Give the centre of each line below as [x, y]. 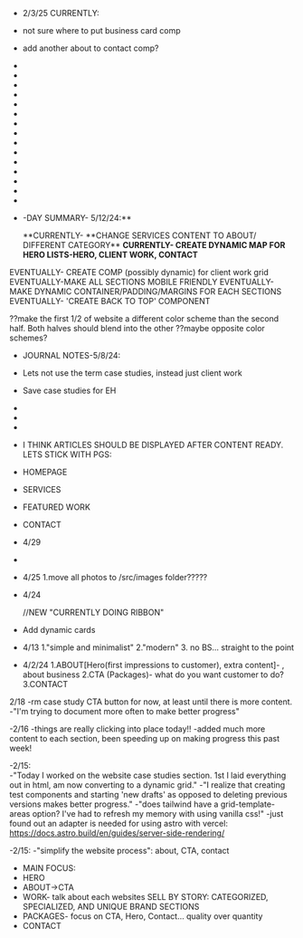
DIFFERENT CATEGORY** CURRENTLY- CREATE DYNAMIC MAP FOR [154, 245]
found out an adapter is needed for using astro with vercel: [119, 823]
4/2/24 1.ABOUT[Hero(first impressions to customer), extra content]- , [153, 665]
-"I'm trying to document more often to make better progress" [124, 711]
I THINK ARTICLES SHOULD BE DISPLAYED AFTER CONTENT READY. [153, 445]
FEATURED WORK [56, 507]
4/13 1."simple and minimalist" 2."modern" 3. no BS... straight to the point [158, 647]
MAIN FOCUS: [49, 868]
